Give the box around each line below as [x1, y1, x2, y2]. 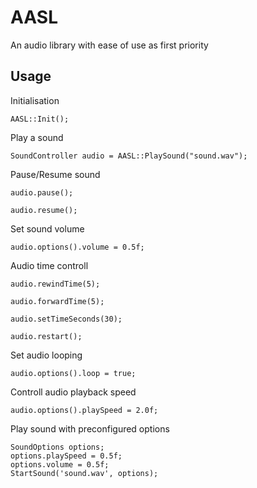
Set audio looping [10, 349, 83, 361]
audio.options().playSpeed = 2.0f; [10, 405, 159, 415]
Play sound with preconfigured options [10, 422, 170, 435]
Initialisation [10, 94, 60, 106]
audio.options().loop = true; [10, 368, 137, 378]
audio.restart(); [10, 331, 83, 341]
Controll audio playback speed [10, 386, 137, 398]
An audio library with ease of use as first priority [10, 39, 209, 51]
